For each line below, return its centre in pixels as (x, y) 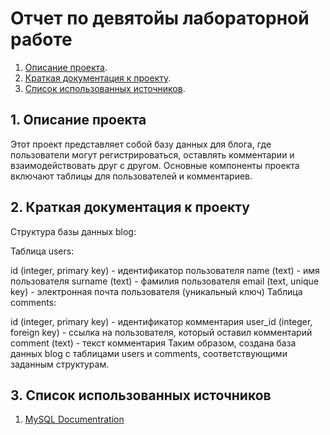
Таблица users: (42, 251)
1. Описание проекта (78, 120)
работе (41, 39)
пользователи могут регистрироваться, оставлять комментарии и (152, 154)
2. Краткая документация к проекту (130, 207)
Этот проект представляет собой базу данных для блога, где (141, 144)
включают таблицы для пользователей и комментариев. (131, 176)
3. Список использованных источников (141, 395)
